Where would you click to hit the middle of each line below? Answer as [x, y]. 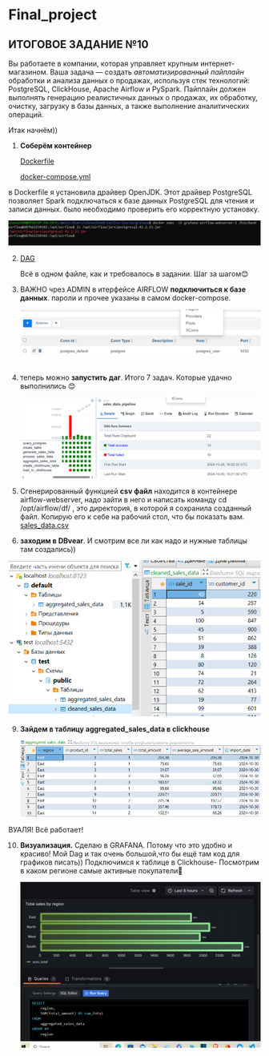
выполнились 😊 [48, 385]
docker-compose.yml [55, 177]
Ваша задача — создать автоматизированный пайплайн [147, 72]
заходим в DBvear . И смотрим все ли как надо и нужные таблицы [134, 540]
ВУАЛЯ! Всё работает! [46, 829]
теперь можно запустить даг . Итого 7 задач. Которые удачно [126, 377]
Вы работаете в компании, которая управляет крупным [103, 63]
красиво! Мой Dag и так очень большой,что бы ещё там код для [130, 853]
